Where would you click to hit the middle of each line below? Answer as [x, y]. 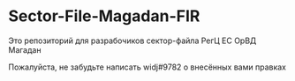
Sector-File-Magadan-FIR [104, 16]
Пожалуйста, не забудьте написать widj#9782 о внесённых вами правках [147, 67]
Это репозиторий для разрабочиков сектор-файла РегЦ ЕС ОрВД [132, 40]
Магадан [25, 49]
